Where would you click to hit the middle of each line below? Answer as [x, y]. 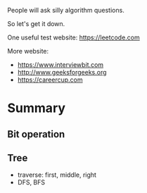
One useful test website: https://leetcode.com [74, 37]
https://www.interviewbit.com [60, 65]
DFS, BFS [31, 182]
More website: [28, 51]
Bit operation [36, 134]
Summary [36, 108]
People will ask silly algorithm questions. [66, 10]
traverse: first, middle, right [57, 175]
